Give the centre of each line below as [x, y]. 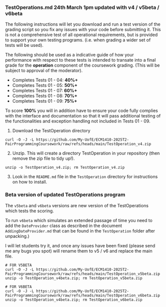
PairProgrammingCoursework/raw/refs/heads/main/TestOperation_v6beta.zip [83, 295]
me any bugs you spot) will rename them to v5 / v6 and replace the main [79, 251]
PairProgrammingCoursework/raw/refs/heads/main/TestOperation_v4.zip [78, 144]
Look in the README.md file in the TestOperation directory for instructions [85, 177]
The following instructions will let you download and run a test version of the [83, 24]
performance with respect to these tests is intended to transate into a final [81, 60]
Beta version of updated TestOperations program [65, 195]
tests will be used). [24, 45]
